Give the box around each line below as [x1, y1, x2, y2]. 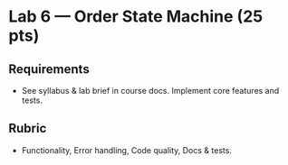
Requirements [8, 61, 90, 77]
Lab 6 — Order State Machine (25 [8, 6, 264, 27]
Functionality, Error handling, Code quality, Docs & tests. [21, 144, 233, 155]
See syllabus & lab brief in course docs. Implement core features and [21, 86, 280, 96]
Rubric [8, 121, 47, 136]
